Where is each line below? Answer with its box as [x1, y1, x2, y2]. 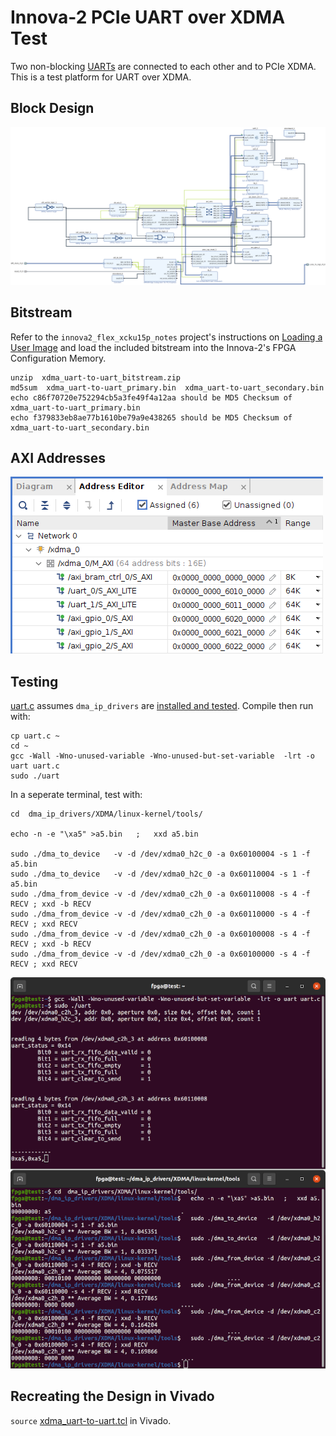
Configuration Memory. [10, 352, 107, 364]
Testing [10, 673, 59, 690]
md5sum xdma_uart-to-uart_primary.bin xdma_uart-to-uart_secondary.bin [10, 382, 325, 393]
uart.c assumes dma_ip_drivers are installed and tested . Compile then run [10, 700, 314, 712]
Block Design [10, 100, 95, 117]
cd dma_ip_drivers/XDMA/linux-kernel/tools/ [10, 809, 203, 820]
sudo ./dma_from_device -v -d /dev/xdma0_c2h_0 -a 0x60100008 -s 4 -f [10, 929, 311, 940]
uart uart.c [10, 761, 60, 771]
